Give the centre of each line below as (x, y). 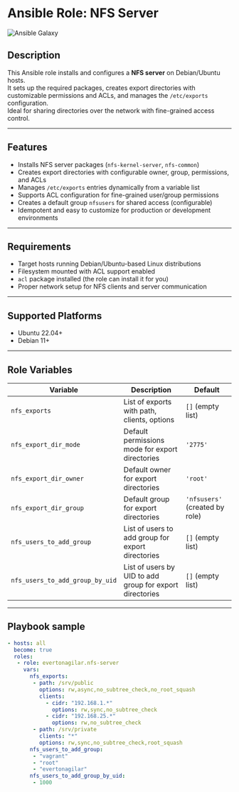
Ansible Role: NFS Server (83, 13)
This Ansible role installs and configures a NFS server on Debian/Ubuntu (114, 72)
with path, (140, 411)
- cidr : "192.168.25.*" (80, 716)
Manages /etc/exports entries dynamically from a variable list (109, 187)
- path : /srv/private (65, 730)
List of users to (148, 528)
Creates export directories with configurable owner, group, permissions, (123, 172)
